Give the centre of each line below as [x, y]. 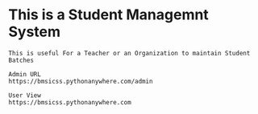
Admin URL [25, 74]
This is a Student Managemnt [109, 15]
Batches [21, 60]
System [35, 32]
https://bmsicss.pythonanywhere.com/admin [81, 81]
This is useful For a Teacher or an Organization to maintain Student [129, 53]
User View [25, 95]
